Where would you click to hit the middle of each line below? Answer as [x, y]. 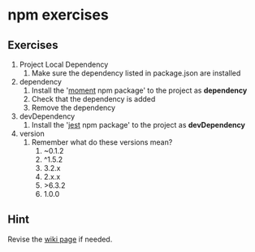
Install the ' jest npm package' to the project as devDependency [138, 125]
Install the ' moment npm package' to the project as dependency [139, 90]
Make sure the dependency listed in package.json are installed [136, 73]
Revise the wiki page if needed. [60, 239]
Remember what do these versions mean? [102, 142]
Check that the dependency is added [93, 99]
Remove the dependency [73, 108]
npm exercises [58, 15]
